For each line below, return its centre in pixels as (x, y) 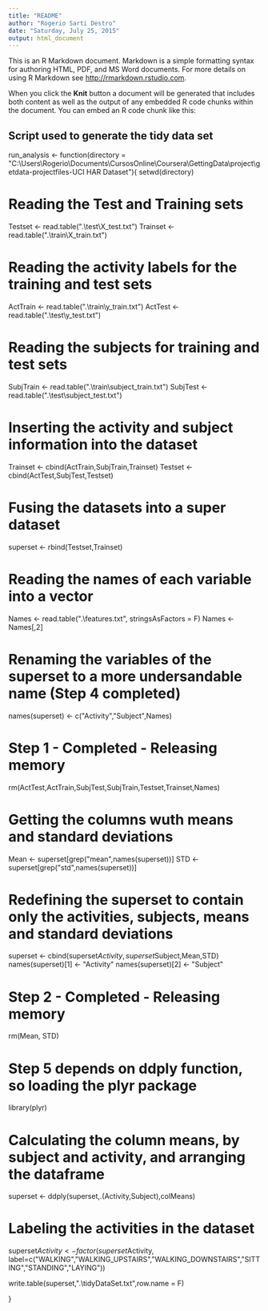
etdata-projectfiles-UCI (47, 172)
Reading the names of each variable (130, 579)
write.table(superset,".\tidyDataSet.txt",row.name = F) (96, 1284)
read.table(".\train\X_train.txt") (58, 235)
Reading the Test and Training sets (126, 204)
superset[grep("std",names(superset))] (73, 867)
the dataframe (57, 1174)
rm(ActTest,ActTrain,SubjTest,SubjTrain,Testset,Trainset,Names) (114, 787)
